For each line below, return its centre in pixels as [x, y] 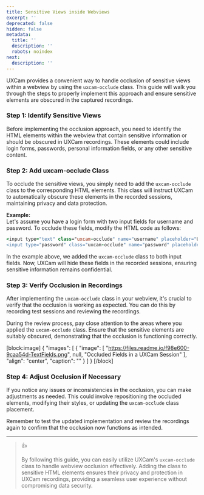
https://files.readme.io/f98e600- [149, 348]
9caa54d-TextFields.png [37, 355]
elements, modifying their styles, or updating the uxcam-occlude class [93, 403]
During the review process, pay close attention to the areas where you [94, 323]
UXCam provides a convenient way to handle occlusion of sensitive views [98, 80]
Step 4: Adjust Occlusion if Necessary [64, 377]
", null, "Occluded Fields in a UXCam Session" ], [127, 355]
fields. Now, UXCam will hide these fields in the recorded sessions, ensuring [102, 263]
